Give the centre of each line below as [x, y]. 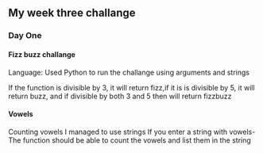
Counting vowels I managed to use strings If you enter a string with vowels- [132, 132]
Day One [25, 36]
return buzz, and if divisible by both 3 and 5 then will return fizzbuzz [120, 96]
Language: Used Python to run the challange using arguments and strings [129, 72]
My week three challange [72, 13]
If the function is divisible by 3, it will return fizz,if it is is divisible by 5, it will [132, 87]
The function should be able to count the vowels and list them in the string [130, 140]
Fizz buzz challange [42, 54]
